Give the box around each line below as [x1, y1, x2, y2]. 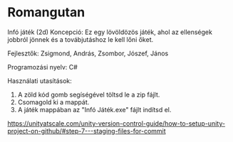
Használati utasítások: [7, 76, 73, 85]
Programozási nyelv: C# [7, 62, 78, 71]
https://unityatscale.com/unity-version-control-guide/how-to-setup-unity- [7, 119, 226, 128]
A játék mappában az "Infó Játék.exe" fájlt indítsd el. [17, 105, 172, 114]
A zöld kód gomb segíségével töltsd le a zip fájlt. [17, 90, 160, 99]
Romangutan [7, 4, 86, 21]
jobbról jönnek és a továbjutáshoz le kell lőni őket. [7, 35, 154, 43]
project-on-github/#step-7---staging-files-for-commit [7, 126, 166, 135]
